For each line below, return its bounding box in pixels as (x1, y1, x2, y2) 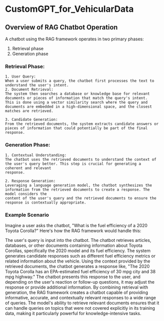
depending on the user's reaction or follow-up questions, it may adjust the (5, 279, 155, 285)
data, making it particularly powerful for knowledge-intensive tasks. (5, 310, 141, 316)
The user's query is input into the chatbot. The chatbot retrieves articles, (5, 237, 152, 243)
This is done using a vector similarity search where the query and (5, 100, 148, 105)
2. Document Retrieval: (5, 87, 54, 92)
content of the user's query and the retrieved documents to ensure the (5, 196, 157, 201)
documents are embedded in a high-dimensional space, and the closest (5, 104, 152, 109)
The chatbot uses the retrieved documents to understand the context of (5, 157, 157, 162)
